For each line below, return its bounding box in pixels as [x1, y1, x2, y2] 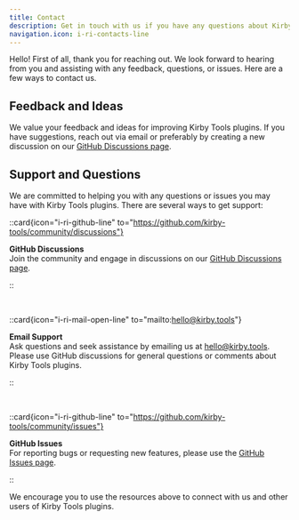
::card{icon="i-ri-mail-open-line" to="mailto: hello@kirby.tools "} [9, 315, 242, 324]
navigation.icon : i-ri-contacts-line [9, 29, 149, 38]
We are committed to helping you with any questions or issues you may [9, 190, 271, 201]
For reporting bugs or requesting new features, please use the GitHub [9, 448, 265, 458]
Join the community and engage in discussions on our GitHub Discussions [9, 253, 282, 263]
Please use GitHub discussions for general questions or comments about [9, 350, 277, 361]
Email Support [9, 332, 63, 342]
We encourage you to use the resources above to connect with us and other [9, 492, 288, 502]
